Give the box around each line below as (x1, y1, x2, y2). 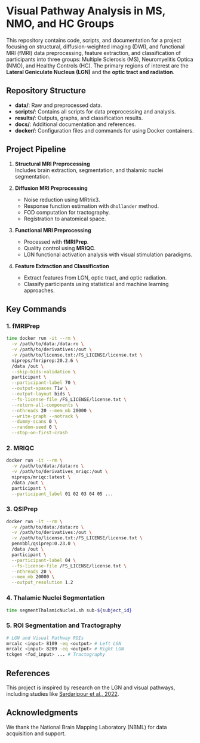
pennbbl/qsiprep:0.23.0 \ (11, 541, 76, 547)
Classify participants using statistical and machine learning (23, 280, 169, 287)
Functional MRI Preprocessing (14, 226, 91, 234)
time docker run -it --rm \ (6, 336, 76, 342)
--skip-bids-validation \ (11, 369, 76, 374)
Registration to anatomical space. (23, 215, 106, 222)
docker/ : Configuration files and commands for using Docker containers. (14, 127, 194, 134)
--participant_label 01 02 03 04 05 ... (11, 491, 113, 497)
